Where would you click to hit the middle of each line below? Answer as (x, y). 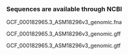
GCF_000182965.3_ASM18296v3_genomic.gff (64, 34)
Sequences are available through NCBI (64, 9)
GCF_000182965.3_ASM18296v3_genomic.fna (64, 22)
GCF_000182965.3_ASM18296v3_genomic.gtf (64, 46)
